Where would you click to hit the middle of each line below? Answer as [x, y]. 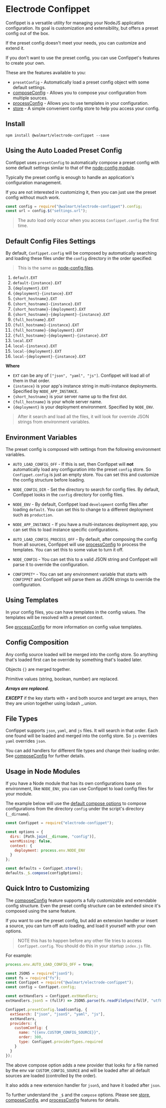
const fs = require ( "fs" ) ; [33, 978]
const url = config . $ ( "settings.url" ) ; [47, 211]
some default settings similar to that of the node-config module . [70, 168]
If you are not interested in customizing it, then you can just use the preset [81, 192]
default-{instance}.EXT [37, 283]
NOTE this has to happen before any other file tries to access [80, 940]
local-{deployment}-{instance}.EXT [49, 357]
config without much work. [33, 197]
